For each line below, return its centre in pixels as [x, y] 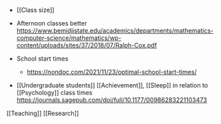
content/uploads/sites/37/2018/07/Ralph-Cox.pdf [87, 45]
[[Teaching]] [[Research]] [43, 113]
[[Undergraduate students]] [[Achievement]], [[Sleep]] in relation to [112, 85]
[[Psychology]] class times [54, 93]
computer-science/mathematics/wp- [69, 38]
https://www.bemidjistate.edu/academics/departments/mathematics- [115, 31]
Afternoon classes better [52, 23]
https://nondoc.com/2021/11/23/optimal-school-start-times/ [112, 72]
